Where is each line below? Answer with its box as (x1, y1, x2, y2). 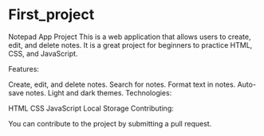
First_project (8, 6, 95, 24)
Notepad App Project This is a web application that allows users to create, (8, 32, 251, 41)
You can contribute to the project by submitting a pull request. (8, 119, 212, 128)
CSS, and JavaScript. (8, 49, 78, 58)
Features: (8, 64, 40, 73)
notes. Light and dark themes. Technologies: (25, 87, 172, 97)
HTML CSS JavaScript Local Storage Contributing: (8, 103, 174, 113)
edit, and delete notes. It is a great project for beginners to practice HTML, (8, 40, 253, 49)
